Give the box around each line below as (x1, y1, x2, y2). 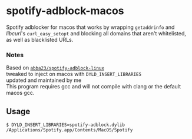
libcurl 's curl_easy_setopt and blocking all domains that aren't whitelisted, (6, 29, 187, 37)
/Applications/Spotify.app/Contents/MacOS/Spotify (6, 127, 133, 133)
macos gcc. (6, 90, 35, 97)
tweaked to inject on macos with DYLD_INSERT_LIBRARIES (6, 71, 142, 78)
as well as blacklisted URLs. (6, 36, 74, 43)
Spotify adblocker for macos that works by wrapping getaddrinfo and (6, 24, 175, 31)
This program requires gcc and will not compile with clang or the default (6, 83, 181, 90)
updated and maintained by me (6, 77, 82, 84)
